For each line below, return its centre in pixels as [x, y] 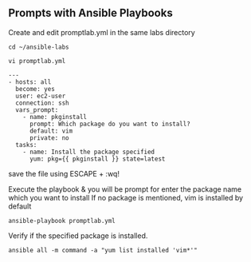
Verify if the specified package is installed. [78, 236]
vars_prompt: [37, 110]
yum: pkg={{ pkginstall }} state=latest [97, 159]
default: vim [51, 131]
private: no [49, 138]
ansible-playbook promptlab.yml [62, 220]
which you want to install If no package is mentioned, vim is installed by [126, 197]
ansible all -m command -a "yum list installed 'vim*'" [103, 250]
